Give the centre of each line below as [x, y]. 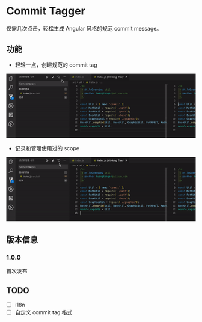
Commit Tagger [46, 11]
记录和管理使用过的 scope [47, 148]
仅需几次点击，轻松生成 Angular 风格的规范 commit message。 [84, 28]
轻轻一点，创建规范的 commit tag [56, 65]
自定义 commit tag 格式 [44, 312]
